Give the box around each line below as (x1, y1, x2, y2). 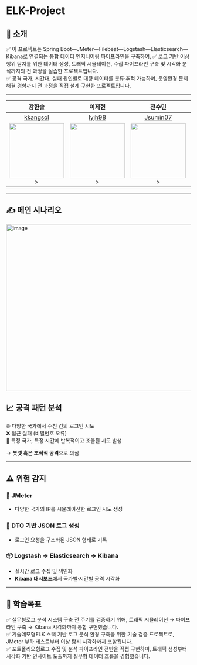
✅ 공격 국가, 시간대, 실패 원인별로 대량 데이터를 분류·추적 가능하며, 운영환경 (6, 75, 178, 81)
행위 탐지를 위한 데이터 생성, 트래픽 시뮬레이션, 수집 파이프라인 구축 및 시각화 (6, 60, 181, 67)
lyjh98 (89, 113, 107, 121)
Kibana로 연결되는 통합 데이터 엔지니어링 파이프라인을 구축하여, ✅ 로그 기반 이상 (6, 53, 190, 60)
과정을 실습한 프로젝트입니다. (32, 67, 98, 74)
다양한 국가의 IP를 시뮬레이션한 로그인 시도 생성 (14, 506, 123, 513)
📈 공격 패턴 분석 (6, 403, 62, 413)
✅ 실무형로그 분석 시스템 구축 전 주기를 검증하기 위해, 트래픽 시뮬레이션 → (6, 616, 175, 623)
